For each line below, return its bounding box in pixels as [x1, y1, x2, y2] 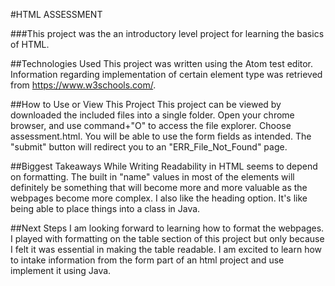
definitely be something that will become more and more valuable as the [10, 182, 308, 193]
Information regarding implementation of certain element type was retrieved [10, 69, 323, 80]
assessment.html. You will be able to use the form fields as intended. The [10, 130, 312, 142]
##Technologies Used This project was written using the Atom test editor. [10, 58, 314, 69]
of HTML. [10, 39, 50, 50]
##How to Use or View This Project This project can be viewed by [10, 99, 282, 110]
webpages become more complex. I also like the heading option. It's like [10, 192, 308, 204]
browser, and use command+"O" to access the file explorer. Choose [10, 120, 292, 131]
